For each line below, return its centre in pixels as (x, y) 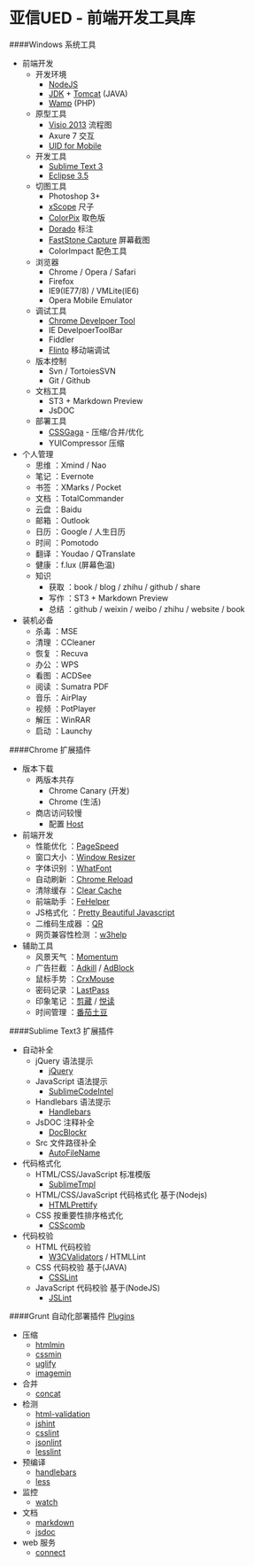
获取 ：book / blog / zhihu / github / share (124, 586)
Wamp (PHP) (72, 103)
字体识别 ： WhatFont (73, 868)
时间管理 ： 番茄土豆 (71, 1012)
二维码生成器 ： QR (69, 923)
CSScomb (67, 1225)
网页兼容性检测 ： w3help (81, 934)
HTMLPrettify (73, 1205)
